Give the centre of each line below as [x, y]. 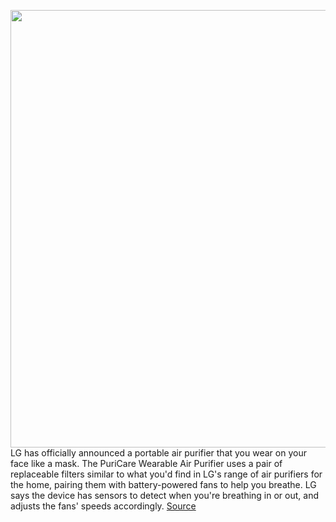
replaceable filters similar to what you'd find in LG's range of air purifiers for [166, 474]
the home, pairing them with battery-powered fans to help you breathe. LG [163, 484]
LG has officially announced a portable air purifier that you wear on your [158, 453]
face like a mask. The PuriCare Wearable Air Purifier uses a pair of [146, 463]
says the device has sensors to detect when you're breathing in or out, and [164, 495]
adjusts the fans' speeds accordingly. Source [103, 506]
